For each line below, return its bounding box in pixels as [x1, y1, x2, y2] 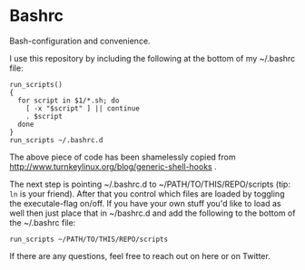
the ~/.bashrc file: [9, 217, 76, 227]
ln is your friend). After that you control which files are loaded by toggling [9, 188, 285, 199]
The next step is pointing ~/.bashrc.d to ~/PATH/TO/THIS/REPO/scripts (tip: [9, 178, 290, 189]
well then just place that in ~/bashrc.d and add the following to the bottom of [9, 207, 296, 218]
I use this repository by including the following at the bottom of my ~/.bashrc [9, 53, 296, 63]
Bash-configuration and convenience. [9, 35, 152, 46]
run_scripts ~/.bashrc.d [9, 135, 103, 145]
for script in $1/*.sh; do [17, 96, 120, 105]
